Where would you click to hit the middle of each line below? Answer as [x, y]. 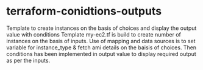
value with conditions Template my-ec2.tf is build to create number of [94, 34]
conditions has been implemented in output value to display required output [101, 54]
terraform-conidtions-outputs [84, 11]
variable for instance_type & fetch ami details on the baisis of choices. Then [101, 47]
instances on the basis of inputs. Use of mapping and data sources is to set [101, 41]
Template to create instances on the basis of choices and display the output [101, 28]
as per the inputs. [28, 60]
